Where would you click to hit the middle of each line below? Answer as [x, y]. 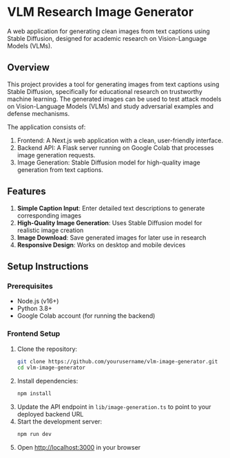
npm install [34, 394]
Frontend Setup [34, 334]
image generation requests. [56, 155]
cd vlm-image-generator [51, 368]
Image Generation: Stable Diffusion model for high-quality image [109, 162]
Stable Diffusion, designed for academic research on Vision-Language [107, 38]
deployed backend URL [50, 414]
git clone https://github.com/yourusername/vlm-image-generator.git [117, 361]
